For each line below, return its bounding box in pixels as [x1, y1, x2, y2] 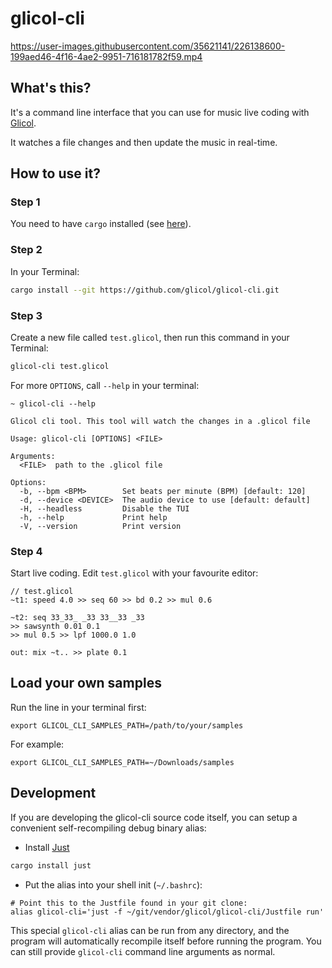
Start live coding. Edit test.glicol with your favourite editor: [10, 567, 259, 579]
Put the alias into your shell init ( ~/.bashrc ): [24, 878, 203, 891]
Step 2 [10, 243, 43, 257]
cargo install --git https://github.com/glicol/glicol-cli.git [10, 285, 280, 295]
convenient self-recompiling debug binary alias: [10, 822, 207, 834]
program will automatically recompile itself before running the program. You [10, 935, 322, 947]
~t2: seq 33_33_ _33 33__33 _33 [10, 613, 145, 623]
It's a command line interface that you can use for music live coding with [10, 106, 310, 118]
